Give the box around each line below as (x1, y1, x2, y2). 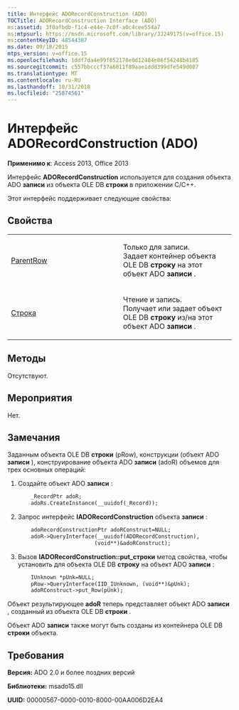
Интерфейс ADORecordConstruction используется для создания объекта (7, 173, 231, 181)
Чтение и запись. (123, 295, 183, 304)
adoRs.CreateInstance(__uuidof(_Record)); (31, 499, 159, 507)
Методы (7, 353, 46, 365)
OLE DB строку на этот (123, 260, 203, 270)
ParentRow (11, 255, 48, 265)
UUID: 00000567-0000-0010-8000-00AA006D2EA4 (7, 696, 164, 704)
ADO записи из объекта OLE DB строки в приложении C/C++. (7, 181, 196, 189)
